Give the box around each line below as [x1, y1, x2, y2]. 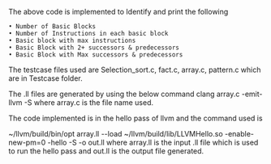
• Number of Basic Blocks [8, 23, 96, 31]
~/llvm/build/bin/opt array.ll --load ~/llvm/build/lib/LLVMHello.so [8, 129, 223, 138]
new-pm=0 [8, 137, 46, 147]
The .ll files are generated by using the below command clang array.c [8, 89, 240, 99]
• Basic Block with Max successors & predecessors [8, 51, 183, 59]
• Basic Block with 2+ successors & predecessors [8, 44, 180, 52]
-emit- [241, 89, 263, 99]
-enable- [224, 129, 254, 138]
